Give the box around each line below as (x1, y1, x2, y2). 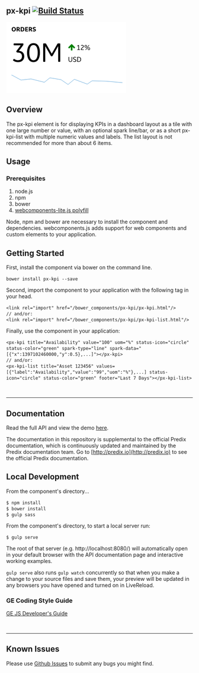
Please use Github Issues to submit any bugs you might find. (6, 660, 154, 667)
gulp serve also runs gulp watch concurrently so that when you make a (6, 568, 179, 576)
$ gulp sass (6, 511, 36, 517)
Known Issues (6, 644, 60, 654)
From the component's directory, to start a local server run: (6, 522, 151, 529)
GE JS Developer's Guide (6, 610, 68, 617)
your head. (6, 293, 33, 300)
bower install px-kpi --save (6, 276, 78, 282)
